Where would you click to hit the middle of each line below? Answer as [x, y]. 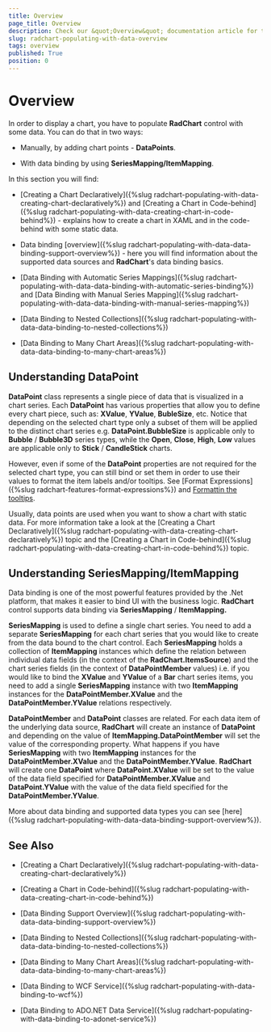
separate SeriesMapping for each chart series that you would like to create [133, 634]
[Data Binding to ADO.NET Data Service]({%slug [100, 1010]
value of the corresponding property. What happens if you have [114, 744]
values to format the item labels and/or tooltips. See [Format [108, 481]
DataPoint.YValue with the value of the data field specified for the [118, 787]
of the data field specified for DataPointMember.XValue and [110, 779]
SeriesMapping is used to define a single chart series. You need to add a [130, 626]
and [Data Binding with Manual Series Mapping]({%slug [113, 294]
